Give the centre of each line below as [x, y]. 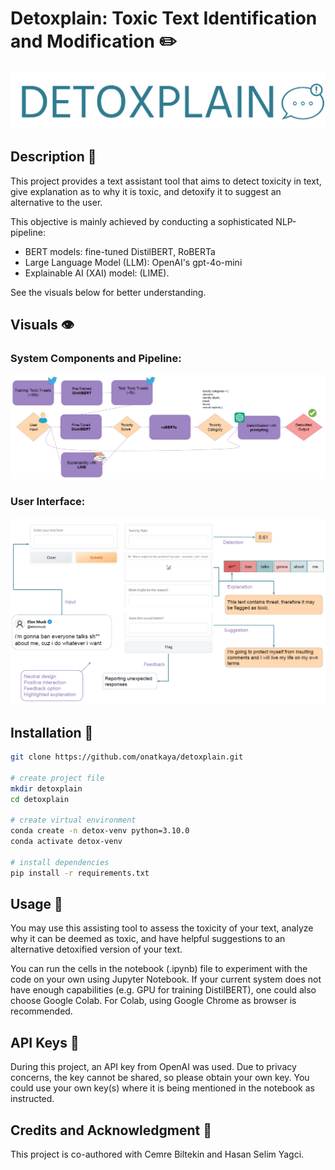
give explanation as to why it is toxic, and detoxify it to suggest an [146, 191]
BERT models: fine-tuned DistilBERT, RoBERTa [120, 251]
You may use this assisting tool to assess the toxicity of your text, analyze [162, 928]
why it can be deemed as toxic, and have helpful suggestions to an [148, 939]
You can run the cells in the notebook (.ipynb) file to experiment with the [159, 969]
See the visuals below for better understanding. [108, 292]
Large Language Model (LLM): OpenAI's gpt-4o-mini [133, 262]
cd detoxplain [40, 799]
